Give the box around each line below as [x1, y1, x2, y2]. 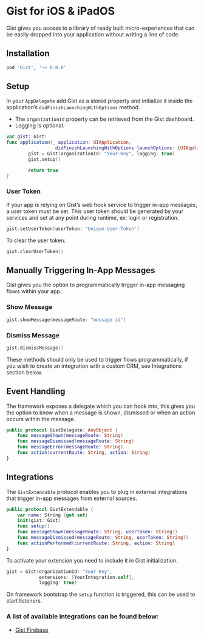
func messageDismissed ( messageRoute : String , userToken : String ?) [17, 535, 189, 541]
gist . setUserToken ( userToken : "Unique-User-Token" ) [6, 226, 140, 232]
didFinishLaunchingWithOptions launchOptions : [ [55, 145, 181, 151]
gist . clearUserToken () [6, 248, 64, 254]
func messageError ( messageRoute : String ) [17, 444, 123, 450]
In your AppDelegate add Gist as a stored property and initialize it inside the [6, 97, 193, 104]
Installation [6, 49, 50, 59]
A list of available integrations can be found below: [6, 612, 159, 621]
